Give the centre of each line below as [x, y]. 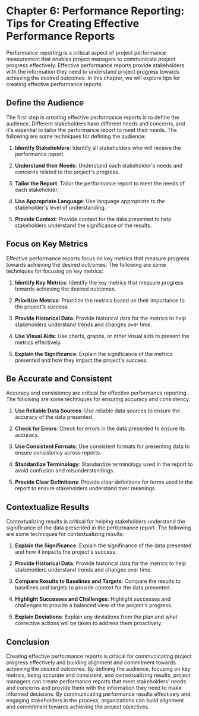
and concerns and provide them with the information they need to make [94, 688]
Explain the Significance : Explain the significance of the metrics [94, 354]
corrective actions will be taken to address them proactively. [89, 623]
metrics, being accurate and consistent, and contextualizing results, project [99, 675]
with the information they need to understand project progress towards [93, 71]
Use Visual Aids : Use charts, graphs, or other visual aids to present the [102, 336]
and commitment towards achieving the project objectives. [78, 706]
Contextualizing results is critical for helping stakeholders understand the [96, 522]
